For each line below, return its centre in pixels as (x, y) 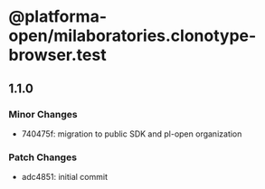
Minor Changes (43, 114)
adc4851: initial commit (65, 177)
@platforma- (58, 17)
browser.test (57, 55)
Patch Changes (43, 157)
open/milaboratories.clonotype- (132, 36)
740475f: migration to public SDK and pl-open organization (132, 134)
